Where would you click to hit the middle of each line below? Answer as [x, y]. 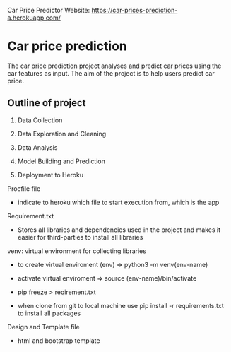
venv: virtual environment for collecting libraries [77, 251]
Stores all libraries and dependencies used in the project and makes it [119, 230]
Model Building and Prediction [61, 161]
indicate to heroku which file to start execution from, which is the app [118, 202]
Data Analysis [37, 147]
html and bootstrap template [59, 340]
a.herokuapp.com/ [34, 18]
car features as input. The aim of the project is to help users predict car [111, 73]
